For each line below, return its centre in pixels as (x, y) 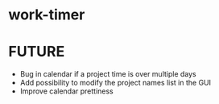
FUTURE (37, 52)
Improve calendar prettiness (67, 91)
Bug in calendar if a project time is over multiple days (108, 74)
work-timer (47, 15)
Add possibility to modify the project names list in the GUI (116, 83)
